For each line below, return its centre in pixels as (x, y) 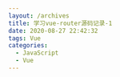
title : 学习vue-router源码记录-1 (60, 23)
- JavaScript (37, 53)
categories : (28, 46)
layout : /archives (39, 16)
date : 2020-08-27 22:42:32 (53, 30)
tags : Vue (25, 38)
